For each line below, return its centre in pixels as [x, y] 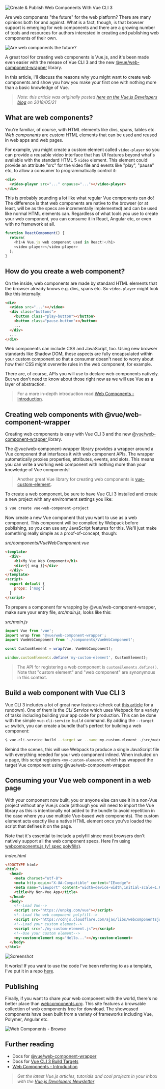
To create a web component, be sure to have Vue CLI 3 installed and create [82, 494]
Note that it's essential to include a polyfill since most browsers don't [75, 836]
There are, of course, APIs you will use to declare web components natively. [82, 374]
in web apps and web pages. [34, 140]
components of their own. [31, 38]
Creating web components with [54, 414]
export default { [27, 584]
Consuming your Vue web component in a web [78, 780]
